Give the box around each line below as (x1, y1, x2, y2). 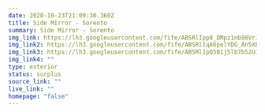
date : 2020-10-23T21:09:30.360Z (8, 11, 114, 20)
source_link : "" (8, 77, 62, 85)
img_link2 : (8, 41, 44, 49)
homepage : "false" (8, 92, 69, 100)
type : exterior (8, 63, 58, 71)
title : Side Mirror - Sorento (8, 19, 108, 27)
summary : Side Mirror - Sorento (8, 26, 114, 34)
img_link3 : (8, 48, 44, 56)
